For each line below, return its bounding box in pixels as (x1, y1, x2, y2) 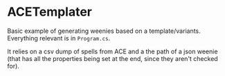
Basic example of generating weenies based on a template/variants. (7, 27, 201, 35)
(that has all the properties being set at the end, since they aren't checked (7, 54, 218, 62)
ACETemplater (7, 4, 92, 20)
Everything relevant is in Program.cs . (7, 34, 111, 42)
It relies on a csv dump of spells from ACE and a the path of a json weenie (7, 47, 218, 55)
